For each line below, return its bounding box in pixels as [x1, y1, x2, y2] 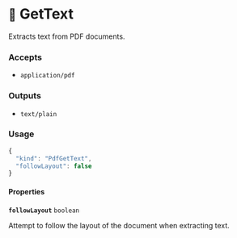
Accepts [8, 52, 43, 63]
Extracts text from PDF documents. [8, 31, 125, 41]
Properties [8, 186, 45, 196]
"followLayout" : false [15, 162, 92, 170]
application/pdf [19, 72, 75, 80]
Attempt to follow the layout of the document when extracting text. [8, 220, 231, 230]
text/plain [19, 110, 57, 118]
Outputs [8, 90, 42, 102]
